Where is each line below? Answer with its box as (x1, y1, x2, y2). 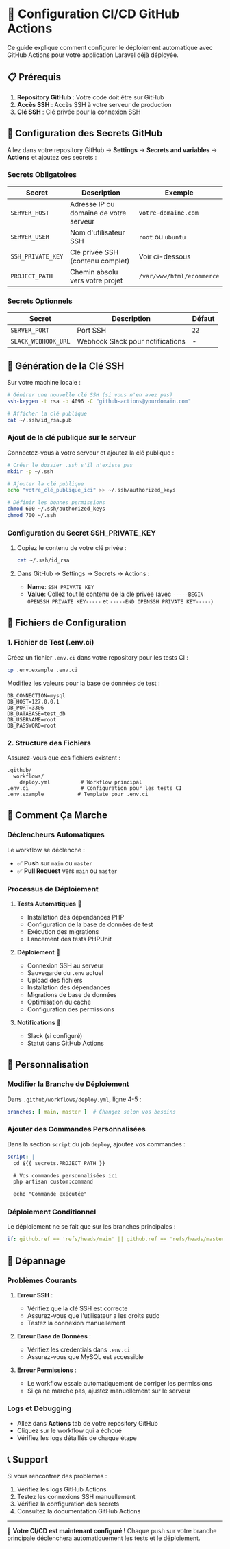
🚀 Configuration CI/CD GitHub (7, 6, 180, 22)
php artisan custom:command (13, 1179, 94, 1186)
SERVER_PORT (10, 326, 50, 335)
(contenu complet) (69, 256, 130, 265)
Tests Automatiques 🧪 (16, 900, 82, 908)
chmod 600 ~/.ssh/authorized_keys (7, 505, 106, 513)
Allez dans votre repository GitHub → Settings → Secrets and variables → (7, 145, 218, 154)
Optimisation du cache (27, 998, 91, 1006)
